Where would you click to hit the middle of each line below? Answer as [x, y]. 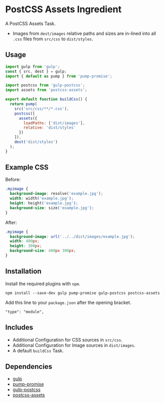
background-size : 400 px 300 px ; [43, 251]
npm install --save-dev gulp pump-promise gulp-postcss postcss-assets [82, 293]
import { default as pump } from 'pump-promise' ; [59, 76]
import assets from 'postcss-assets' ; [46, 90]
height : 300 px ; [26, 246]
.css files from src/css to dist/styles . [53, 39]
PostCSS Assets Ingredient [63, 9]
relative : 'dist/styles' [50, 128]
